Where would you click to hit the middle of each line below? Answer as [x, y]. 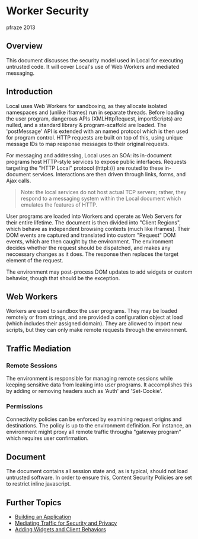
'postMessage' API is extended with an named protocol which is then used [97, 131]
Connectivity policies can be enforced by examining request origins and [94, 419]
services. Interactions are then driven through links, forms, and [109, 174]
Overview [25, 46]
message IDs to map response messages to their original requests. [88, 144]
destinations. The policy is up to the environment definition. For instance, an [99, 426]
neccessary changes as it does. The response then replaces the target [92, 254]
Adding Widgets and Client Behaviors [60, 529]
